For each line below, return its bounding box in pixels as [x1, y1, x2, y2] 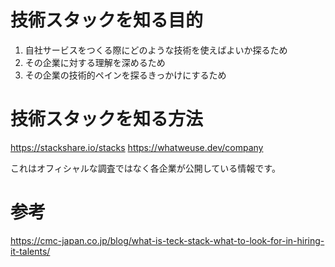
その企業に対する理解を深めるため [24, 56, 166, 68]
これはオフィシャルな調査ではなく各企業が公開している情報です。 [10, 162, 281, 174]
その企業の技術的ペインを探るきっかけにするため [24, 69, 227, 81]
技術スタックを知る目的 [10, 9, 204, 32]
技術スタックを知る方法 [10, 108, 204, 131]
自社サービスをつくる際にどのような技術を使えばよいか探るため [24, 44, 288, 56]
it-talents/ [10, 245, 51, 257]
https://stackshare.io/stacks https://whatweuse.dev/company [10, 141, 264, 153]
